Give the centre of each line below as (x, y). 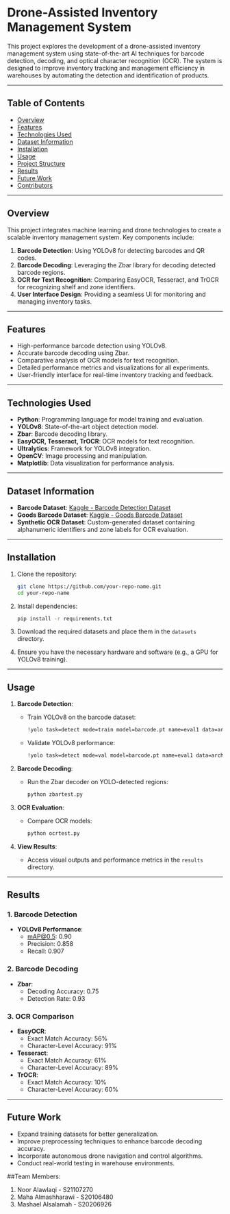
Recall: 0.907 (46, 951)
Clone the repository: (47, 574)
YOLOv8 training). (42, 659)
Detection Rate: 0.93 (56, 998)
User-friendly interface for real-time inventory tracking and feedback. (115, 375)
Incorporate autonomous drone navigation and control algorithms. (110, 1156)
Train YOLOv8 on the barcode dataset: (81, 717)
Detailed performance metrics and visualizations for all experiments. (113, 367)
